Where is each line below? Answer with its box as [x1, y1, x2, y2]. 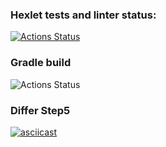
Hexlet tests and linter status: [10, 8, 157, 22]
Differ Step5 [10, 103, 71, 117]
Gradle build [10, 56, 72, 70]
